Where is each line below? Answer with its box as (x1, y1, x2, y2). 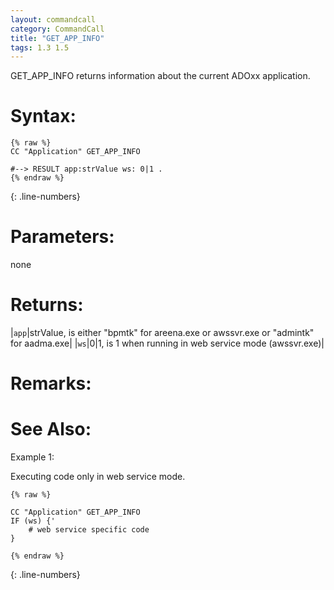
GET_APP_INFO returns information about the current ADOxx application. (10, 70, 311, 82)
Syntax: (10, 105, 77, 128)
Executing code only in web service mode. (10, 471, 186, 483)
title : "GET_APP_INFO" (10, 33, 105, 43)
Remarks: (10, 372, 92, 395)
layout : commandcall (10, 14, 97, 25)
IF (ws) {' (10, 516, 56, 526)
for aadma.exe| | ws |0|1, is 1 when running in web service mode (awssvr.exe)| (10, 337, 325, 350)
